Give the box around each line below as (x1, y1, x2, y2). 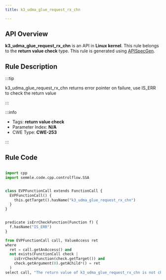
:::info (5, 109, 17, 115)
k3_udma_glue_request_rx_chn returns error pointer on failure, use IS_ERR (5, 85, 156, 91)
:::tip (5, 75, 14, 81)
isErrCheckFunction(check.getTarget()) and (14, 256, 105, 261)
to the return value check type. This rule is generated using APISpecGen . (5, 48, 155, 54)
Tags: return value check (12, 119, 65, 125)
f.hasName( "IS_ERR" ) (9, 225, 52, 230)
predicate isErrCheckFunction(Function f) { (5, 220, 98, 225)
